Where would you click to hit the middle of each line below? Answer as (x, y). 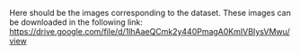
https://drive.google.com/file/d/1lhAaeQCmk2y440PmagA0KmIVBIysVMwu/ (150, 31)
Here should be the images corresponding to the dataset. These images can (150, 13)
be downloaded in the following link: (76, 22)
